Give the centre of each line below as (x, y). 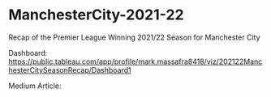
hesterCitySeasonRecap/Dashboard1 (70, 70)
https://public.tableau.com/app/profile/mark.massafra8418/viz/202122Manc (135, 61)
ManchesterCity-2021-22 (96, 15)
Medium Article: (35, 86)
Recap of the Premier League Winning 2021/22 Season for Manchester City (134, 37)
